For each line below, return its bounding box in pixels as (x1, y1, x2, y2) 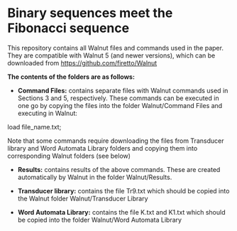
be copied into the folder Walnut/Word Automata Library (17, 215, 182, 224)
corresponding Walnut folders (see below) (7, 151, 131, 160)
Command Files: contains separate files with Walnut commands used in (17, 86, 228, 95)
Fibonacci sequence (7, 20, 130, 36)
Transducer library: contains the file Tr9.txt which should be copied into (17, 186, 230, 195)
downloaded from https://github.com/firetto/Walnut (7, 58, 158, 67)
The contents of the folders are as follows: (7, 72, 135, 81)
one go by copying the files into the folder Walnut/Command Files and (17, 101, 223, 109)
